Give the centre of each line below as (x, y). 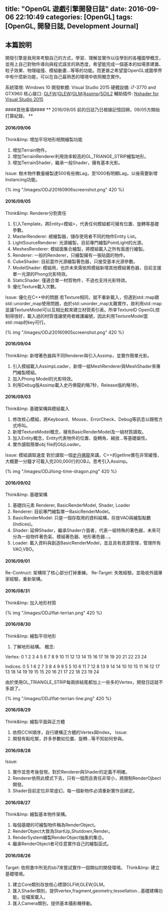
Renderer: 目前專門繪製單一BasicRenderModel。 (62, 511)
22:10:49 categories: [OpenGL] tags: (74, 17)
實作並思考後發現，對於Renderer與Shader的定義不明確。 (71, 772)
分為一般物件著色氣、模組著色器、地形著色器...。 (63, 537)
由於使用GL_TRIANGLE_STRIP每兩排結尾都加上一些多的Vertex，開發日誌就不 (84, 682)
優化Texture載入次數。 (36, 286)
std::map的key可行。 (27, 322)
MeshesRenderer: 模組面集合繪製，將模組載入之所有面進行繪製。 (80, 249)
